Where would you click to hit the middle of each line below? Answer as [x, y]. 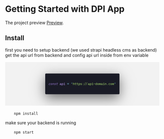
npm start [24, 133]
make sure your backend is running [41, 123]
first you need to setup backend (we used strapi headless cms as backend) [81, 50]
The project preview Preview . [35, 23]
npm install [26, 113]
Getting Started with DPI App [65, 9]
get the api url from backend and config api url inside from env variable [77, 55]
